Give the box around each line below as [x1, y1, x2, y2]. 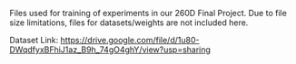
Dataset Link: [9, 35, 59, 45]
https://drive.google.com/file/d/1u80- [60, 35, 200, 45]
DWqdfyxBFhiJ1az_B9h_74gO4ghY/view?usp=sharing [9, 44, 212, 55]
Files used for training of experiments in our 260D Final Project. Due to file [9, 8, 288, 18]
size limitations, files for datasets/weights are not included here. [9, 17, 249, 28]
